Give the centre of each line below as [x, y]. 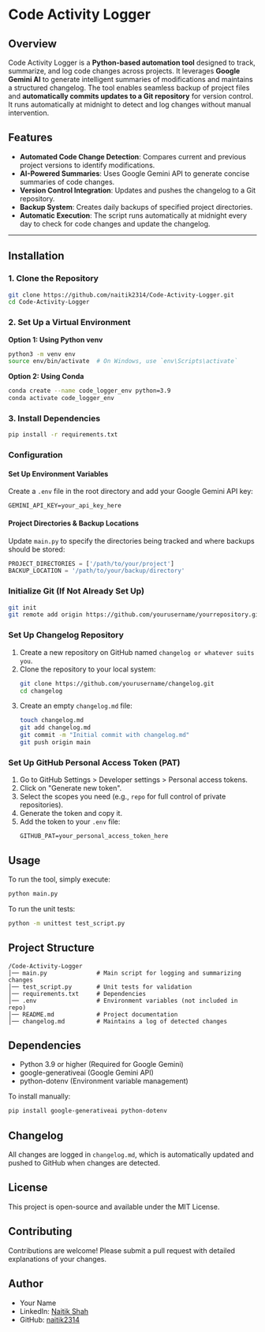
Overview [33, 44]
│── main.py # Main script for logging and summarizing [125, 973]
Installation [36, 256]
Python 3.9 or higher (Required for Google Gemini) [101, 1064]
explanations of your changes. [57, 1259]
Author [26, 1284]
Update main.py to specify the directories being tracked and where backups [131, 541]
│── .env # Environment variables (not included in [123, 1001]
